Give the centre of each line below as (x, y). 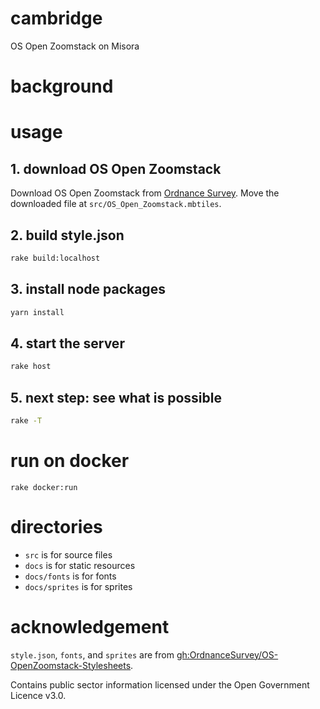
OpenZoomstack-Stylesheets (71, 665)
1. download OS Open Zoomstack (116, 168)
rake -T (26, 421)
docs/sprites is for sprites (78, 586)
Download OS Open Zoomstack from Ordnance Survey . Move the (145, 193)
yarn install (37, 312)
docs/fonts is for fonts (70, 576)
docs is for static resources (80, 565)
